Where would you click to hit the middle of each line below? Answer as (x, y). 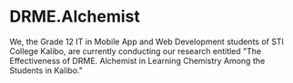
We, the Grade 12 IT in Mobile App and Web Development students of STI (147, 41)
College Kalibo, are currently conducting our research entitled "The (136, 51)
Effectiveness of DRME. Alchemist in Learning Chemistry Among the (137, 60)
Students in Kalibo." (46, 70)
